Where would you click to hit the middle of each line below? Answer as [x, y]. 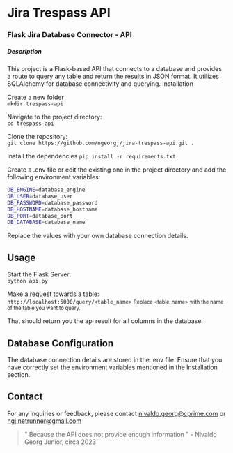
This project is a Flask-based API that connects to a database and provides [115, 69]
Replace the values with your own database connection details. [98, 236]
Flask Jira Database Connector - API [70, 35]
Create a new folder [35, 97]
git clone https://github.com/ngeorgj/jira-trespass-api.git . [101, 143]
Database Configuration [61, 343]
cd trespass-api [31, 124]
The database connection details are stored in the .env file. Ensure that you [115, 359]
